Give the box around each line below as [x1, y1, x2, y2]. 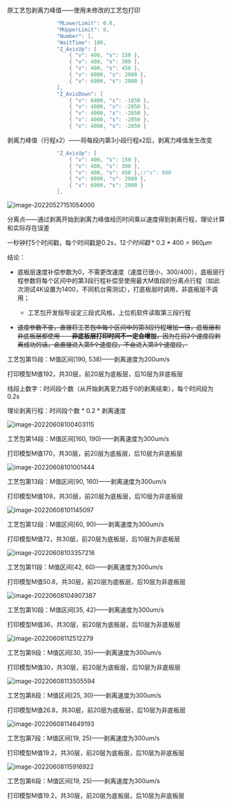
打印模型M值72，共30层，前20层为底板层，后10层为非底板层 [7, 535, 181, 543]
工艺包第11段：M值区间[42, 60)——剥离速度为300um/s [7, 563, 164, 571]
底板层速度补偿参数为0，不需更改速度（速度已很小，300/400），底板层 [17, 268, 219, 276]
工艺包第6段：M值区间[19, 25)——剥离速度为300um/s [7, 777, 160, 785]
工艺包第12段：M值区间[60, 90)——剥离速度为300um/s [7, 521, 164, 528]
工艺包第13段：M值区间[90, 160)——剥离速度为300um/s [7, 478, 167, 485]
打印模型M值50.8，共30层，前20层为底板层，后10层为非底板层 [7, 578, 186, 585]
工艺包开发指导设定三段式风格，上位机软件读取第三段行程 [27, 308, 191, 317]
